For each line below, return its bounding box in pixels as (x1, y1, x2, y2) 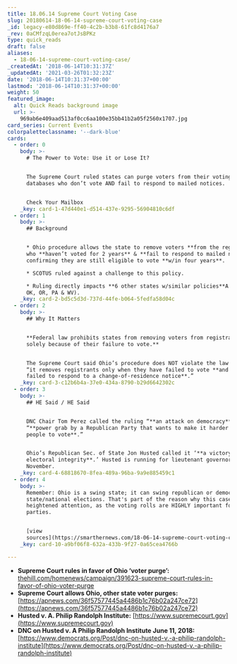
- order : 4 (13, 476, 46, 483)
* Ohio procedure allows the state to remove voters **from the (25, 244, 219, 251)
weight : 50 (7, 89, 39, 96)
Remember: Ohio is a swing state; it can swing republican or (25, 489, 213, 496)
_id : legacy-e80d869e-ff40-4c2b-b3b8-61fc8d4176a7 (7, 23, 159, 30)
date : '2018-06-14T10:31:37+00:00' (7, 75, 112, 83)
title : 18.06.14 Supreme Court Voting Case (7, 10, 138, 18)
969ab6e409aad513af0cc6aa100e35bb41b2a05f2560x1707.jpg (20, 115, 188, 122)
